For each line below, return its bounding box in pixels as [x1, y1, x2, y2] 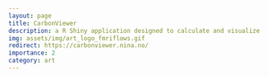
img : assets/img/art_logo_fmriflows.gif [8, 34, 146, 43]
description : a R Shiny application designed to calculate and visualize [8, 26, 261, 34]
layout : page [8, 11, 52, 20]
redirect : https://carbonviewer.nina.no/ [8, 42, 149, 50]
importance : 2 [8, 49, 56, 57]
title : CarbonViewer [8, 19, 78, 27]
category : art [8, 57, 56, 65]
